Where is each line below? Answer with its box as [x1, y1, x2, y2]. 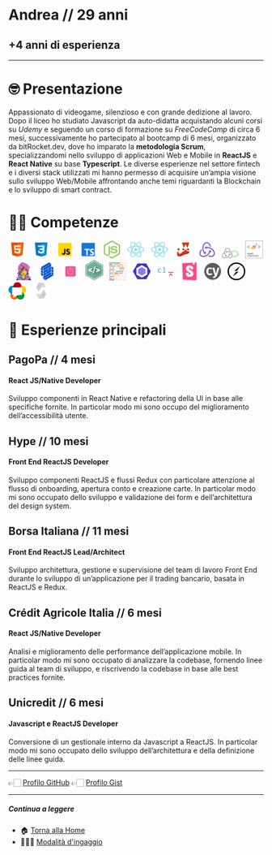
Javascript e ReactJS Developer [8, 719, 119, 728]
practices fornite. [8, 672, 66, 682]
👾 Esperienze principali [8, 321, 167, 339]
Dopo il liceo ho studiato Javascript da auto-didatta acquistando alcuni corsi [8, 115, 263, 125]
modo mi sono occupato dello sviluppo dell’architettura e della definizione [8, 745, 255, 755]
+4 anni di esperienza [8, 38, 121, 52]
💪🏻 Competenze [8, 214, 119, 232]
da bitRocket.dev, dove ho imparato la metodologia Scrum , [8, 141, 206, 151]
